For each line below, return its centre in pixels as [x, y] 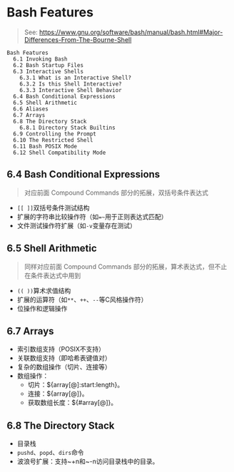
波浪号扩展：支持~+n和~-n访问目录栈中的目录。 [88, 461]
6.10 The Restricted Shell [53, 140]
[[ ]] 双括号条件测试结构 [53, 207]
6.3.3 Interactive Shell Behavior [71, 90]
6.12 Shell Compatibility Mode [60, 153]
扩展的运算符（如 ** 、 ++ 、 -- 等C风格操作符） [82, 299]
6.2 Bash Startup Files [48, 65]
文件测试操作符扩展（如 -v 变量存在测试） [77, 225]
